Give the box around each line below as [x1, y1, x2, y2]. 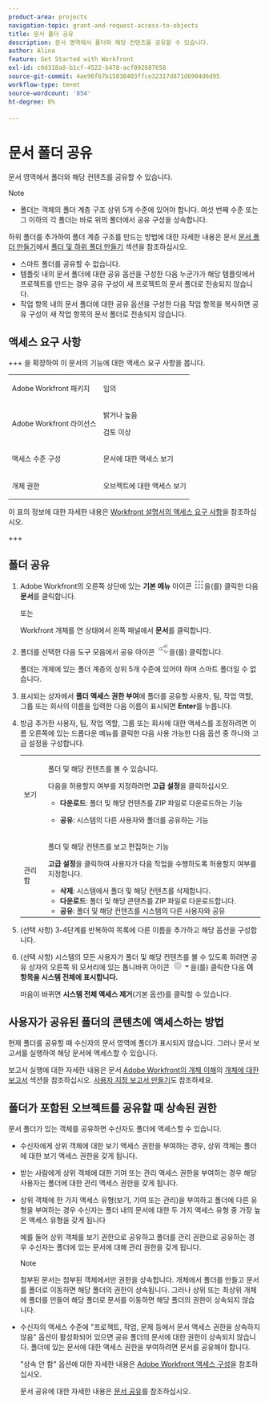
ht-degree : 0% [8, 97, 56, 106]
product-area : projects [8, 13, 88, 21]
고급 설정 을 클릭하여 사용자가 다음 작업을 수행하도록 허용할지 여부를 [47, 859, 257, 868]
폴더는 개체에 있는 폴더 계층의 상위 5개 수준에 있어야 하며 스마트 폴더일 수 [19, 663, 248, 674]
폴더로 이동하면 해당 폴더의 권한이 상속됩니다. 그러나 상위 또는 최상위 [28, 1285, 243, 1295]
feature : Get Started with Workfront [8, 55, 134, 63]
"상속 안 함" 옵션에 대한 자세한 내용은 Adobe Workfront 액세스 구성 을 [19, 1359, 238, 1368]
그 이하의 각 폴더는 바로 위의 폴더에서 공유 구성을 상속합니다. [19, 215, 208, 225]
